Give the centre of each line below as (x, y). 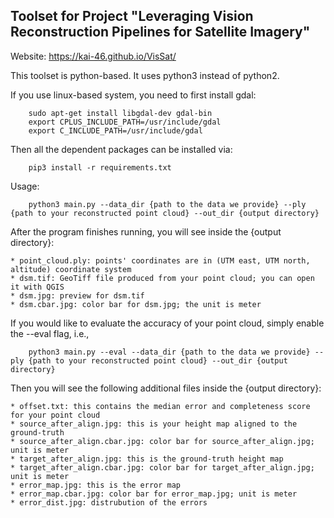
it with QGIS (37, 287)
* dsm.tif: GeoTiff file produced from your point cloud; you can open (162, 278)
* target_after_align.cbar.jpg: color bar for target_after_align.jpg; (162, 467)
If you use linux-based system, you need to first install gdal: (133, 95)
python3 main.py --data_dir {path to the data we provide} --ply (167, 204)
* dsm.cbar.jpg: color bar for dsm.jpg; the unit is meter (136, 304)
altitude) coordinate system (71, 269)
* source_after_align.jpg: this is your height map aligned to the (154, 424)
